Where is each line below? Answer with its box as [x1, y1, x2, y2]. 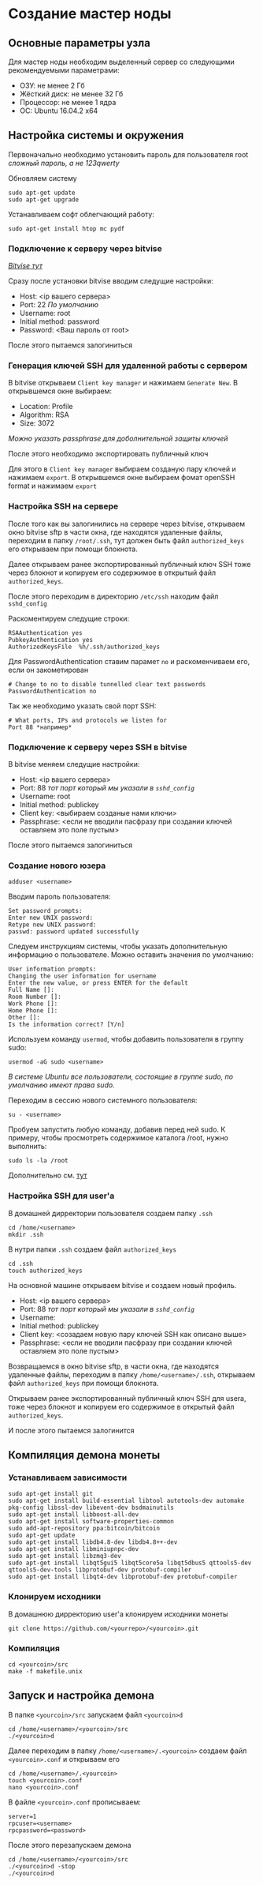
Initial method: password [19, 317, 100, 326]
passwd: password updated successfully [8, 928, 139, 936]
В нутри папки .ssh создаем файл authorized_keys [8, 1245, 177, 1254]
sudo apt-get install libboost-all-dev [8, 1511, 139, 1519]
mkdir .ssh [8, 1230, 44, 1238]
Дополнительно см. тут [8, 1170, 88, 1181]
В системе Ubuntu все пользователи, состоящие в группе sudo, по [8, 1072, 234, 1082]
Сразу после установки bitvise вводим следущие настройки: [8, 276, 214, 286]
